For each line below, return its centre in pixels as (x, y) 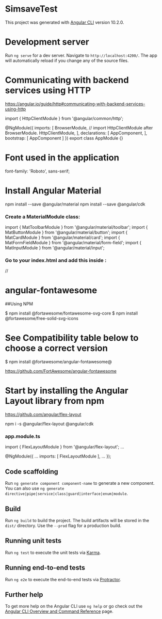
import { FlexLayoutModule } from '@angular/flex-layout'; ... (65, 447)
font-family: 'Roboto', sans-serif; (38, 171)
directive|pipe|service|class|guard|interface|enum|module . (66, 493)
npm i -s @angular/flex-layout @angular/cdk (49, 424)
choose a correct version (57, 348)
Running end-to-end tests (45, 568)
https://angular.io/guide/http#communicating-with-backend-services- (75, 104)
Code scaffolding (32, 471)
